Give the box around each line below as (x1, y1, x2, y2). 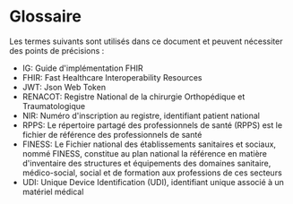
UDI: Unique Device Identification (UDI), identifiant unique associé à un (22, 176, 285, 187)
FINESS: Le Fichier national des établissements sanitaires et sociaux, (22, 139, 276, 149)
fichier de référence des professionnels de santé (22, 129, 203, 140)
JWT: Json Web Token (22, 81, 106, 92)
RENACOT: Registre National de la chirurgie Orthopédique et (22, 91, 246, 102)
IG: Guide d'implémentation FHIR (22, 63, 143, 73)
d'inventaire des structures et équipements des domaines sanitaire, (22, 157, 271, 168)
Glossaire (9, 6, 82, 27)
